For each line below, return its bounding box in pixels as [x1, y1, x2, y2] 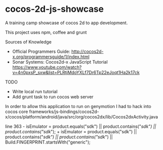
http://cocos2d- [71, 48, 104, 54]
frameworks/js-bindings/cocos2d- [29, 109, 99, 114]
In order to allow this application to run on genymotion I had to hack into [5, 103, 152, 109]
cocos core [5, 109, 28, 114]
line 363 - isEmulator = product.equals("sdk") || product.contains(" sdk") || [5, 123, 157, 129]
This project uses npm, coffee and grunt [5, 29, 87, 35]
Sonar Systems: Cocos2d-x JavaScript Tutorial [12, 59, 108, 65]
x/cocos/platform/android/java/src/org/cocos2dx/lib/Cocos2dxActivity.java [5, 113, 158, 119]
